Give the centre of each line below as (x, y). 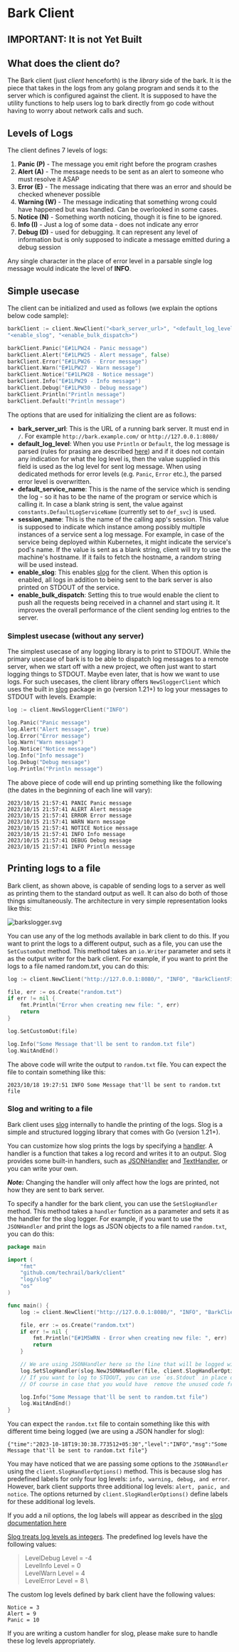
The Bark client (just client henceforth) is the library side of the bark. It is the (119, 80)
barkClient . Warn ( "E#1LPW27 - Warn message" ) (74, 368)
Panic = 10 (23, 1620)
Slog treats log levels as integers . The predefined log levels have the (107, 1537)
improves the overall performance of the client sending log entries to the (124, 610)
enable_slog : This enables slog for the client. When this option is (113, 572)
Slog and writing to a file (50, 1109)
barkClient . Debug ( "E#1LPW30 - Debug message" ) (78, 388)
